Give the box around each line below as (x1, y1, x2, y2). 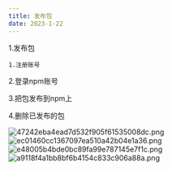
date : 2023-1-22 (8, 20, 63, 28)
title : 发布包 (8, 11, 53, 20)
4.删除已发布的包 (8, 111, 65, 121)
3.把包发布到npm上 (8, 93, 73, 103)
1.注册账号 (8, 60, 41, 69)
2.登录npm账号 (8, 76, 58, 85)
